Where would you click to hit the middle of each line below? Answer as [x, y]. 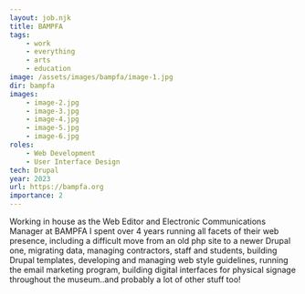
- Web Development [61, 153]
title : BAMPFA [37, 26]
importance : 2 [37, 196]
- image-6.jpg [53, 137]
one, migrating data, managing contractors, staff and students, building [143, 250]
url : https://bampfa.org [57, 188]
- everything [51, 52]
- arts [38, 60]
